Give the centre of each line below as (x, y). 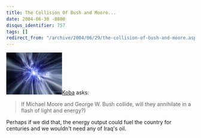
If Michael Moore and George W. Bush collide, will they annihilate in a (106, 104)
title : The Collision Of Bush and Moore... (61, 13)
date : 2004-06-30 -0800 (36, 19)
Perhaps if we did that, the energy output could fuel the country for (89, 122)
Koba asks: (76, 92)
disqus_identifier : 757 (36, 25)
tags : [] (17, 32)
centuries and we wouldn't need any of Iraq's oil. (66, 128)
